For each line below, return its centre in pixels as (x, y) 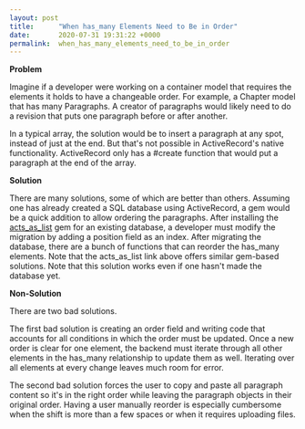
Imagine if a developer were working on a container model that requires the (151, 87)
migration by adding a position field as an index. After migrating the (136, 237)
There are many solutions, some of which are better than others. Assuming (150, 198)
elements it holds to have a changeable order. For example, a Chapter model (152, 97)
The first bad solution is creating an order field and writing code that (137, 329)
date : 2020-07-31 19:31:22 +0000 (85, 35)
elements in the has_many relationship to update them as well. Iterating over (152, 358)
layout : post (34, 18)
